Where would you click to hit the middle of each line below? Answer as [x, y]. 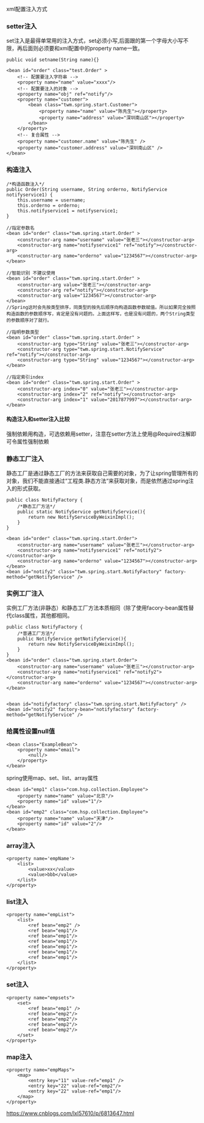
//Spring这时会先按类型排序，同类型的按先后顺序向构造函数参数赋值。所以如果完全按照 [101, 307]
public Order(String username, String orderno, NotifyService [87, 189]
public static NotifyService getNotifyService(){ [82, 512]
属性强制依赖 [33, 441]
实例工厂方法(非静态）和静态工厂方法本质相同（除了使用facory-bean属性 [97, 608]
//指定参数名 [20, 228]
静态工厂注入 [25, 458]
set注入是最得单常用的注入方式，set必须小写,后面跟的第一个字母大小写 [95, 41]
